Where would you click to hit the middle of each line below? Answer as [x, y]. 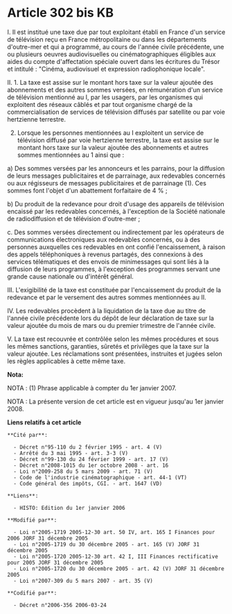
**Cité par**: [28, 435]
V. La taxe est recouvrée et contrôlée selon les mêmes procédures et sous [113, 339]
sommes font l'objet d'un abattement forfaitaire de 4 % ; [87, 190]
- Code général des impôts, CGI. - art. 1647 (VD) [88, 483]
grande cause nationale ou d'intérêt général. [70, 276]
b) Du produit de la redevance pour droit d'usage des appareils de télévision [116, 204]
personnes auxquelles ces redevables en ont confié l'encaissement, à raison [116, 247]
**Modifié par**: [32, 520]
